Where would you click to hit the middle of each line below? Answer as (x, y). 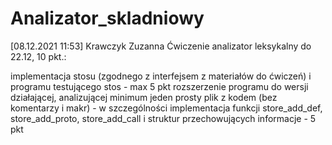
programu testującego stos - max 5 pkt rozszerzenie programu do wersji (159, 86)
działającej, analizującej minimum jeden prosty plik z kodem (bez (144, 97)
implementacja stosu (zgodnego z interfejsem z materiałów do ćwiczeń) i (161, 76)
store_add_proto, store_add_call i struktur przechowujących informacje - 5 (163, 118)
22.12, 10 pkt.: (38, 56)
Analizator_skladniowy (107, 18)
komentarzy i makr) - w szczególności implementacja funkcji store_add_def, (166, 108)
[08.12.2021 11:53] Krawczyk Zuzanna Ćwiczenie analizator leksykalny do (161, 46)
